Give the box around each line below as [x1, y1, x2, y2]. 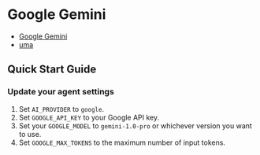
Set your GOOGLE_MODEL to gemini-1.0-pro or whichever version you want [18, 120, 253, 131]
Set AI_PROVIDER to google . [18, 104, 104, 113]
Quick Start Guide [7, 63, 97, 76]
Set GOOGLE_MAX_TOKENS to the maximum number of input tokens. [18, 138, 226, 147]
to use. [18, 129, 42, 138]
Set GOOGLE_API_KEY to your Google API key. [18, 113, 160, 122]
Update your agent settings [7, 87, 115, 98]
